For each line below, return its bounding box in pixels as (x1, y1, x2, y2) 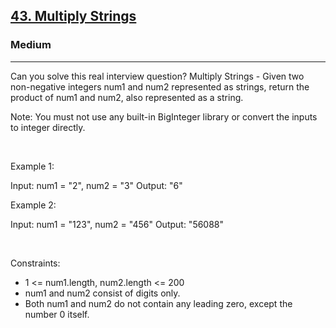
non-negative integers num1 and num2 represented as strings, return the (10, 80, 310, 93)
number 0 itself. (24, 308, 90, 320)
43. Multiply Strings (10, 8, 137, 25)
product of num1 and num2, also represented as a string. (10, 91, 244, 103)
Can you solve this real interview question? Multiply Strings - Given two (10, 70, 305, 82)
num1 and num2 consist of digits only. (24, 287, 181, 299)
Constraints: (10, 257, 61, 269)
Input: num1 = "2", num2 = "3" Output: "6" (10, 179, 183, 191)
